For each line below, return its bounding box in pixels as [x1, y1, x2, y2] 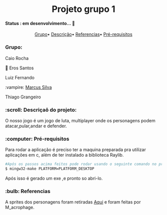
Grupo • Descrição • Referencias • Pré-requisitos [34, 31, 133, 37]
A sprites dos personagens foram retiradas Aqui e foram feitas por [5, 199, 141, 205]
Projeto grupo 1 [51, 3, 116, 15]
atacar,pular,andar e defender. [5, 123, 67, 129]
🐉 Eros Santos [5, 65, 34, 71]
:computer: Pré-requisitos [5, 135, 70, 142]
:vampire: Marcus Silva [5, 84, 52, 90]
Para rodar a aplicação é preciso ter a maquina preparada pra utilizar [5, 147, 146, 153]
